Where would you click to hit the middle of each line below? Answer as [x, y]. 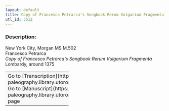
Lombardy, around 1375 [30, 64]
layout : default [22, 10]
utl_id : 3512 [19, 19]
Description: [21, 37]
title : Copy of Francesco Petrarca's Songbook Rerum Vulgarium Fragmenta [85, 15]
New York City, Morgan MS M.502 [41, 48]
